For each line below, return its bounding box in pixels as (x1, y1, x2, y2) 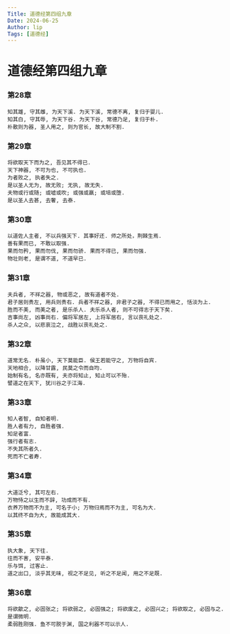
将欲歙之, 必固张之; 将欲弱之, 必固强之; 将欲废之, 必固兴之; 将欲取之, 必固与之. (7, 606, 224, 613)
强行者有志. (7, 438, 38, 445)
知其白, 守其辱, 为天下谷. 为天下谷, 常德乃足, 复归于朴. (7, 115, 159, 123)
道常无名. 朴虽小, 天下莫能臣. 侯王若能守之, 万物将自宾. (7, 356, 158, 364)
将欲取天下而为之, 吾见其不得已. (7, 159, 91, 167)
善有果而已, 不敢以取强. (7, 240, 70, 248)
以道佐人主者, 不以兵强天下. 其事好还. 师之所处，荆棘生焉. (7, 233, 162, 240)
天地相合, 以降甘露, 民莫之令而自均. (7, 364, 103, 371)
